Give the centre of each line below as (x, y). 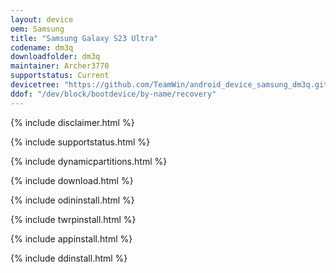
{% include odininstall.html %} (72, 200)
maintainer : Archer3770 (60, 66)
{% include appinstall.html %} (71, 238)
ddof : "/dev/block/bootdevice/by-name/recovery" (113, 94)
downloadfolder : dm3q (55, 57)
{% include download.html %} (72, 180)
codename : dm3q (42, 47)
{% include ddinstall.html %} (69, 258)
